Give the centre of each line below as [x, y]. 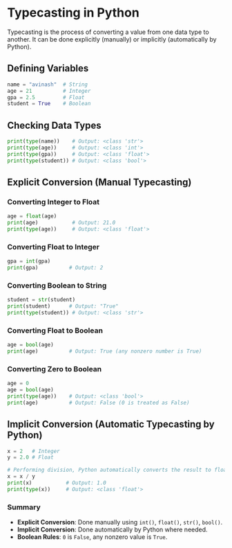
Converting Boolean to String [57, 285]
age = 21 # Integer [49, 91]
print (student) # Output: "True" [63, 306]
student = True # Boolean [49, 104]
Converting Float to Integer [54, 247]
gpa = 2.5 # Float [46, 97]
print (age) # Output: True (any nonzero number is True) [105, 351]
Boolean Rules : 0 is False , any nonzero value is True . [92, 537]
